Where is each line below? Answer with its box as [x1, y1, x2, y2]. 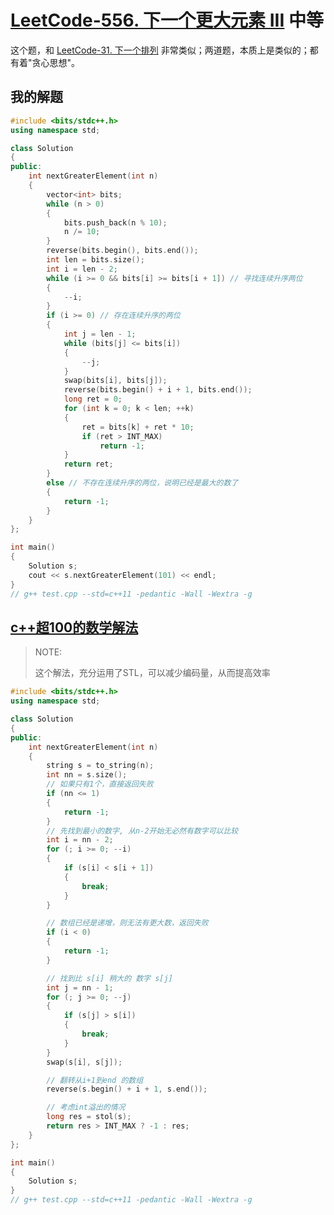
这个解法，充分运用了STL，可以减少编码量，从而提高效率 [34, 667, 271, 679]
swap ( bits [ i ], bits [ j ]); [63, 376, 168, 386]
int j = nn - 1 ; [46, 982, 114, 993]
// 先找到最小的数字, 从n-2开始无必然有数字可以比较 [46, 826, 239, 836]
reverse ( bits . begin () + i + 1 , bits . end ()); [63, 385, 253, 395]
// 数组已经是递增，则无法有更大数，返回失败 [46, 918, 209, 928]
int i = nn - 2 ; [46, 835, 114, 845]
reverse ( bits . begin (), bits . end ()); [46, 246, 199, 256]
